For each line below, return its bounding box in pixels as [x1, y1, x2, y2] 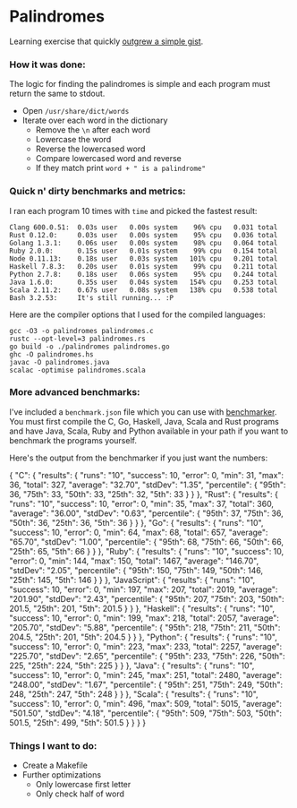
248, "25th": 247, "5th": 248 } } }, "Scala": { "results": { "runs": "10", [9, 688, 259, 700]
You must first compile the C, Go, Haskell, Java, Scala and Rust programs [9, 416, 279, 426]
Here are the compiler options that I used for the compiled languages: [9, 309, 266, 320]
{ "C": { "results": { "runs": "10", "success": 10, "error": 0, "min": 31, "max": [9, 469, 284, 480]
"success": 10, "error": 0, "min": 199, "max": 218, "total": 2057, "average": [9, 612, 280, 623]
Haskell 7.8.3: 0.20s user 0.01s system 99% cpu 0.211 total [9, 262, 278, 271]
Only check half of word [35, 788, 125, 799]
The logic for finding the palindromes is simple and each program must [9, 79, 271, 90]
